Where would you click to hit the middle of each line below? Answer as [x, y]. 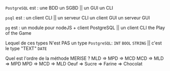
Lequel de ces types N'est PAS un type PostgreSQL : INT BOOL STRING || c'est [83, 43]
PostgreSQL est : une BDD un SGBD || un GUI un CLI [59, 8]
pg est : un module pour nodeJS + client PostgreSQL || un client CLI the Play [85, 28]
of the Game [18, 33]
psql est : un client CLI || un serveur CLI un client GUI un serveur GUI [78, 18]
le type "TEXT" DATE [26, 48]
